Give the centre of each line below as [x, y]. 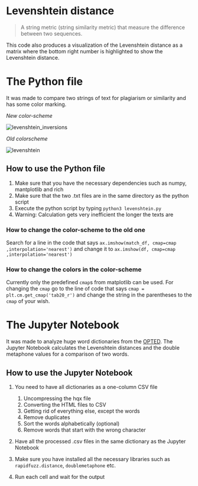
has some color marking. [36, 104]
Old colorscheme [27, 139]
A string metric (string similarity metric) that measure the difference [103, 27]
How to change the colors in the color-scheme [74, 269]
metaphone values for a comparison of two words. [68, 354]
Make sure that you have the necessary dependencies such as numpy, [101, 183]
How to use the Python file [56, 169]
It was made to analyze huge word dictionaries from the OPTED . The [90, 342]
